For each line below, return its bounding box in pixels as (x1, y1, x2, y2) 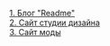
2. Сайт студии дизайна (9, 17, 101, 28)
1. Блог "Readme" (9, 8, 75, 18)
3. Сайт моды (9, 27, 61, 37)
